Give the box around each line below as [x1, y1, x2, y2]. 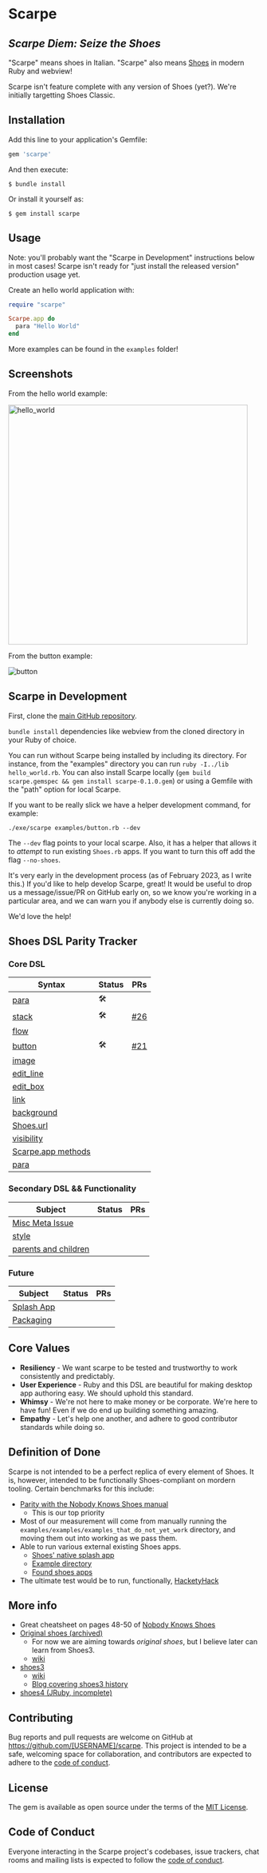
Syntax [37, 979, 65, 990]
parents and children [12, 1243, 90, 1254]
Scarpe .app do [8, 315, 56, 323]
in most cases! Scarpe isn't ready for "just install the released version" [8, 261, 240, 270]
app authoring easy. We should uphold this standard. [19, 1388, 194, 1398]
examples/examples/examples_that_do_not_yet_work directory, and [19, 1524, 236, 1534]
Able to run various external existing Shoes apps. [19, 1541, 182, 1552]
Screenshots [8, 367, 73, 381]
